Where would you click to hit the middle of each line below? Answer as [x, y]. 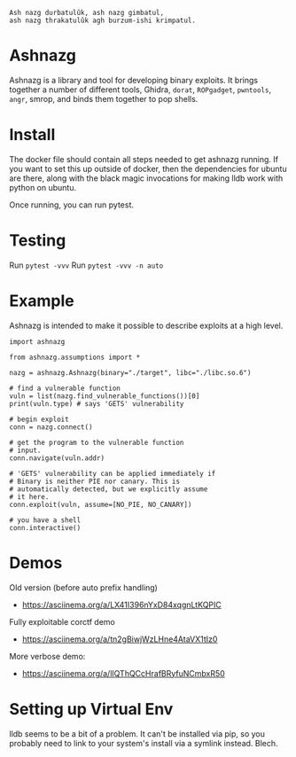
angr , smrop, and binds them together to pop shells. [104, 98]
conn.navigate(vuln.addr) [57, 458]
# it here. [29, 496]
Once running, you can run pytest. [72, 205]
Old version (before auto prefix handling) [83, 587]
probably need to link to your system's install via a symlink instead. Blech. [144, 743]
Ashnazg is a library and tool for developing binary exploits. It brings [134, 80]
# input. [25, 450]
